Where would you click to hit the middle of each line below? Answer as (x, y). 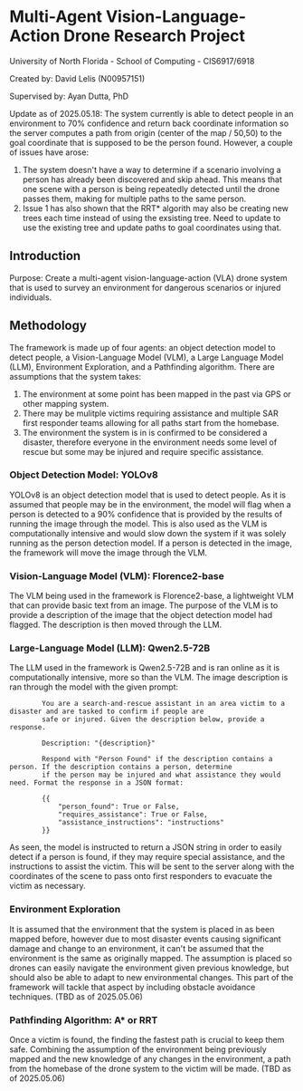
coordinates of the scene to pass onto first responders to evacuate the (141, 876)
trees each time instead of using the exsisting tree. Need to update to (151, 217)
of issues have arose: (49, 152)
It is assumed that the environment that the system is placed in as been (142, 929)
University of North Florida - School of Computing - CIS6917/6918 (132, 61)
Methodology (48, 326)
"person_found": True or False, (118, 807)
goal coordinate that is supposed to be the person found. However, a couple (151, 142)
